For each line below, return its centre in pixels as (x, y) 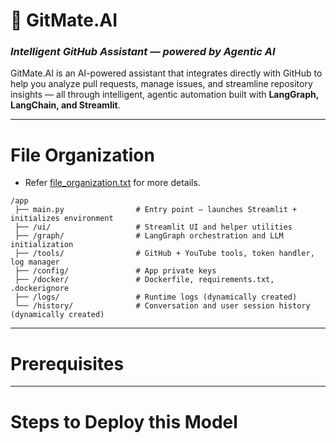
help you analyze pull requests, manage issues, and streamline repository (161, 84)
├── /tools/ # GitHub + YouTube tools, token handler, (164, 254)
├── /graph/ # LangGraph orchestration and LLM (149, 236)
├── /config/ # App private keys (115, 271)
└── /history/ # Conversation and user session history (162, 306)
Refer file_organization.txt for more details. (112, 183)
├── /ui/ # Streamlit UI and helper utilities (153, 227)
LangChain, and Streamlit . (65, 105)
